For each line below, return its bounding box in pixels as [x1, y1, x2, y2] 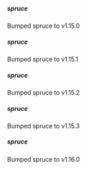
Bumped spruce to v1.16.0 [7, 155, 81, 163]
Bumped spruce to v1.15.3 [7, 121, 80, 130]
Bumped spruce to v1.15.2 [7, 88, 80, 96]
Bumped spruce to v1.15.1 [7, 55, 78, 63]
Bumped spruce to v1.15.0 [7, 22, 80, 30]
